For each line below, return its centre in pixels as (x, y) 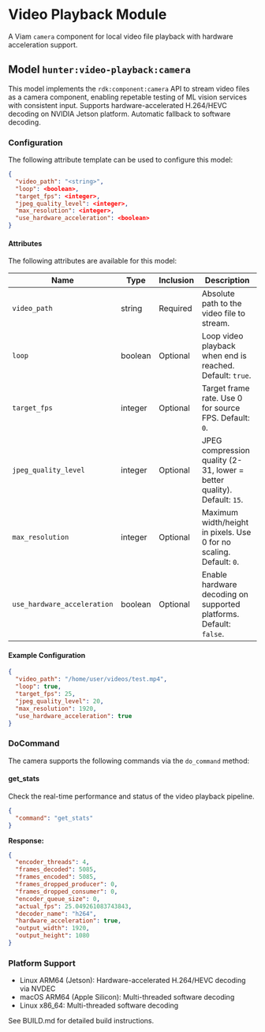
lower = (230, 470)
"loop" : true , (38, 687)
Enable (214, 575)
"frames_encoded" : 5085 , (56, 877)
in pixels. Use (226, 533)
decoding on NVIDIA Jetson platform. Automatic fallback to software (119, 114)
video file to (224, 313)
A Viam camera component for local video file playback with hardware (121, 36)
